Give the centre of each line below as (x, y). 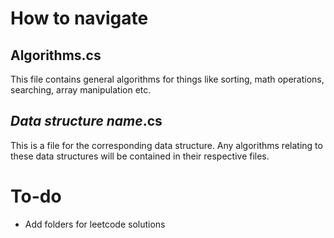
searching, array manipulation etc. (81, 90)
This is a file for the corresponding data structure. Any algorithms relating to (166, 145)
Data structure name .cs (86, 121)
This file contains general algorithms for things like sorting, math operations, (167, 79)
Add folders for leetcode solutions (95, 224)
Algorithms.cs (56, 55)
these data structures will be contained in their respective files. (140, 156)
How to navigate (79, 18)
